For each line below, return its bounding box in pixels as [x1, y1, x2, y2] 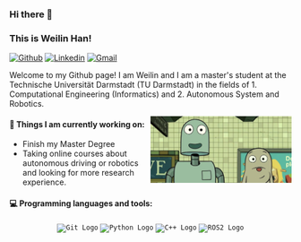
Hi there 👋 [9, 8, 54, 21]
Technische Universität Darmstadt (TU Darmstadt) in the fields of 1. [9, 80, 257, 91]
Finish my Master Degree [21, 139, 116, 150]
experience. [21, 177, 67, 187]
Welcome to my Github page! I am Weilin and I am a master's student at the [9, 70, 287, 81]
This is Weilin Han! [9, 31, 92, 44]
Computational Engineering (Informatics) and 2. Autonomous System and [9, 89, 279, 99]
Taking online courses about [21, 148, 127, 160]
